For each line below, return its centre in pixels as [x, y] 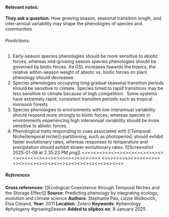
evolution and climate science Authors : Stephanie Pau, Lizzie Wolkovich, [81, 198]
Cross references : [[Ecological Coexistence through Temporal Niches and [82, 188]
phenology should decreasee [43, 78]
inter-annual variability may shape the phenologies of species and [74, 24]
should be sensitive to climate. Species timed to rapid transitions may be [88, 88]
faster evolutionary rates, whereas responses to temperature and [80, 142]
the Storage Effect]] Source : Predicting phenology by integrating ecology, [82, 193]
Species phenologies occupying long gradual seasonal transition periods [88, 83]
